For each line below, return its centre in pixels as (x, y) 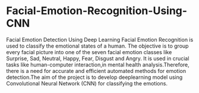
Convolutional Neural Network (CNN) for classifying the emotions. (87, 83)
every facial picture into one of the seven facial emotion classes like (89, 52)
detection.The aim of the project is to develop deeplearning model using (94, 77)
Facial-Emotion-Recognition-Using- (97, 11)
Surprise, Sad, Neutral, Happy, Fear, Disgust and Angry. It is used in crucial (98, 58)
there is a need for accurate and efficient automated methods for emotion (96, 71)
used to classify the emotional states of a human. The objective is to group (97, 46)
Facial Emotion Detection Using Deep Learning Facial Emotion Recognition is (100, 39)
